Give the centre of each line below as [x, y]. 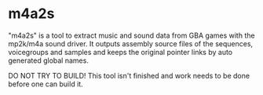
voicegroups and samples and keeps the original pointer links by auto [121, 52]
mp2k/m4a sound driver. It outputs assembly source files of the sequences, [131, 43]
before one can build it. [46, 84]
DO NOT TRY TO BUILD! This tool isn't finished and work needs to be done [129, 75]
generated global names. [48, 60]
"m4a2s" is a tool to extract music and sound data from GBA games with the [131, 35]
